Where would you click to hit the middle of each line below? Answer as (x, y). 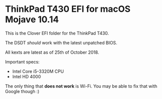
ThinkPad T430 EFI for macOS (68, 9)
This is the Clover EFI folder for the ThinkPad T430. (57, 33)
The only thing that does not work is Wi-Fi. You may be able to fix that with (81, 86)
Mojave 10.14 (32, 19)
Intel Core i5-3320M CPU (38, 71)
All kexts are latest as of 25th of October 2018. (52, 52)
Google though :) (22, 91)
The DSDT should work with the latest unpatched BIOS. (61, 42)
